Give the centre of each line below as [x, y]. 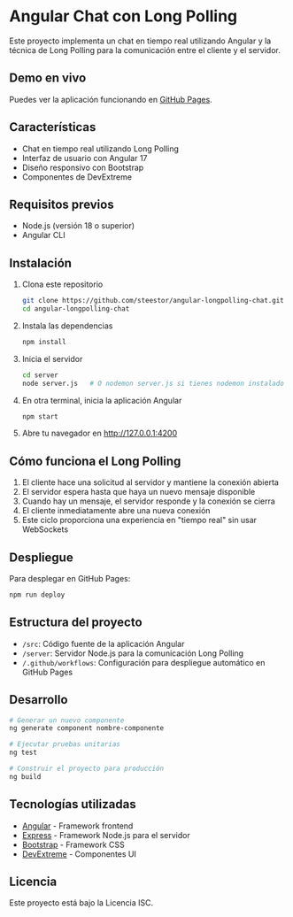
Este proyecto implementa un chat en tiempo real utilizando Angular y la [140, 41]
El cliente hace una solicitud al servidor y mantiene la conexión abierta [150, 482]
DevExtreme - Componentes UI [79, 854]
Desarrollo [39, 700]
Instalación [41, 263]
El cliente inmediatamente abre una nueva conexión [116, 511]
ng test [23, 753]
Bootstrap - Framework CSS [73, 844]
